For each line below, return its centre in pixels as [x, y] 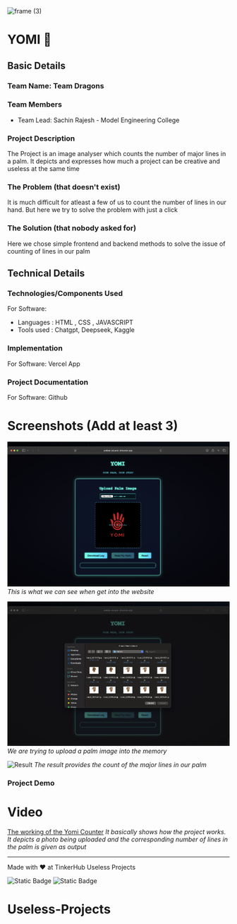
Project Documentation [48, 382]
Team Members [35, 105]
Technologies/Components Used [65, 294]
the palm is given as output [47, 846]
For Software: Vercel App [44, 364]
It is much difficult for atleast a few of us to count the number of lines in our [117, 202]
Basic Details [36, 65]
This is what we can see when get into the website [81, 591]
